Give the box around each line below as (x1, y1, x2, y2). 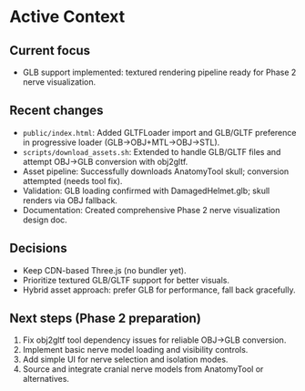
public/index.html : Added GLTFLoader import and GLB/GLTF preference (22, 127, 297, 138)
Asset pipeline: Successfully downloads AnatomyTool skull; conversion (22, 166, 290, 177)
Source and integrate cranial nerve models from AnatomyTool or (22, 364, 264, 375)
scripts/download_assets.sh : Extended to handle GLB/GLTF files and (22, 146, 281, 157)
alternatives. (22, 374, 70, 385)
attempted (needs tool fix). (22, 175, 123, 186)
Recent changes (9, 103, 104, 118)
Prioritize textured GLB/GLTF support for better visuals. (22, 274, 230, 285)
